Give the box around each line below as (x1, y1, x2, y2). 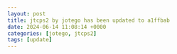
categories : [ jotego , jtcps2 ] (7, 29, 97, 37)
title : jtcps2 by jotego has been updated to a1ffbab (7, 17, 171, 24)
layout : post (7, 10, 46, 18)
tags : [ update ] (7, 36, 53, 43)
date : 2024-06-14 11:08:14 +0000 (7, 23, 107, 30)
